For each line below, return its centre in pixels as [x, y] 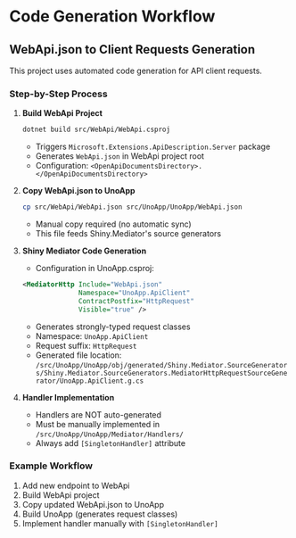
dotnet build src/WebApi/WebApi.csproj [96, 130]
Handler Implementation [68, 397]
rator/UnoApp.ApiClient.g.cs [90, 381]
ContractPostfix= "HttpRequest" [136, 301]
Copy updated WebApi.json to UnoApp [93, 504]
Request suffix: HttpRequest [86, 345]
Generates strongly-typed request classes [113, 327]
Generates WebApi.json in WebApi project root [120, 156]
